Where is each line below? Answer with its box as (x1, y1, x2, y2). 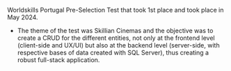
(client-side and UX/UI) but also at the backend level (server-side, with (17, 41, 221, 49)
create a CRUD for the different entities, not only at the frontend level (17, 34, 215, 42)
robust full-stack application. (17, 56, 100, 64)
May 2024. (7, 13, 38, 21)
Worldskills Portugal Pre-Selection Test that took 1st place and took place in (7, 6, 224, 14)
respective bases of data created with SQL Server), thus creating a (17, 48, 209, 57)
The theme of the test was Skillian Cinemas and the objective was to (17, 27, 214, 34)
